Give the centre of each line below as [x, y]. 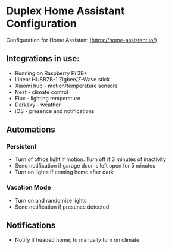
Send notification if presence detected [62, 207]
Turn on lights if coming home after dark [64, 172]
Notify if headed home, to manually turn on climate [77, 239]
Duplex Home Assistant [65, 11]
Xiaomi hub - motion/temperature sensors [66, 86]
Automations [31, 130]
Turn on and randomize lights [51, 200]
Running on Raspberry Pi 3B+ [51, 73]
